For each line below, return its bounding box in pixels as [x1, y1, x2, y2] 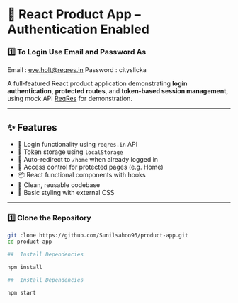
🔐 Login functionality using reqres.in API [17, 141, 138, 149]
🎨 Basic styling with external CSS [17, 189, 115, 197]
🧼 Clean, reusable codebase [17, 181, 101, 189]
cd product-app [7, 238, 52, 246]
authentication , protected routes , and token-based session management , [7, 87, 229, 95]
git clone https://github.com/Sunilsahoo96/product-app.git [7, 232, 189, 239]
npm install [7, 264, 42, 271]
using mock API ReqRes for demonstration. [7, 95, 133, 103]
